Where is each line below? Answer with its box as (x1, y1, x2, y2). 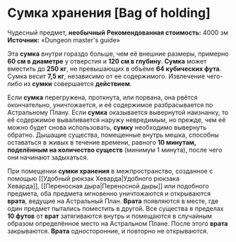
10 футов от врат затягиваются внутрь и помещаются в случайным (7, 212, 213, 220)
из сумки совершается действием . (23, 79, 132, 87)
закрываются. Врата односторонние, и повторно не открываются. (7, 226, 208, 235)
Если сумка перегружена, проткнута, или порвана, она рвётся (7, 93, 198, 102)
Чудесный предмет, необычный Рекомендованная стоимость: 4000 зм (7, 28, 228, 37)
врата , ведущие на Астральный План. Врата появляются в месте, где (7, 196, 219, 205)
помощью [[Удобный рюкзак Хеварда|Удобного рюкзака (7, 174, 180, 183)
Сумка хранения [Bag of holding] (7, 5, 211, 21)
